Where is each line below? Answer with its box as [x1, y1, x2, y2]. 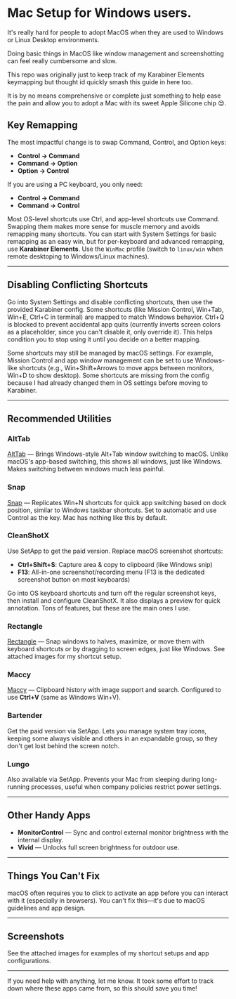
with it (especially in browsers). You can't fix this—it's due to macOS [7, 896, 205, 904]
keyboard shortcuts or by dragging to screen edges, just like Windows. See [7, 645, 225, 653]
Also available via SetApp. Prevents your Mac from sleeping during [7, 775, 201, 784]
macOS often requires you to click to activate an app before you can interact [7, 889, 228, 897]
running [7, 783, 30, 791]
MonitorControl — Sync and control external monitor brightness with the [17, 828, 229, 837]
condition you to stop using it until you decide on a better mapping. [7, 335, 202, 344]
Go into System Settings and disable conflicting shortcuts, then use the [7, 297, 213, 306]
